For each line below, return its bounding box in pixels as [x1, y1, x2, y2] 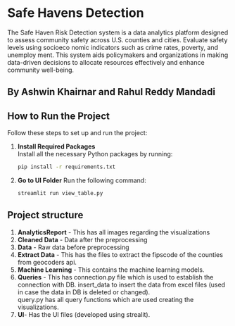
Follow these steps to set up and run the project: [7, 129, 148, 137]
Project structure [7, 209, 84, 221]
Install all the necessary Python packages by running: [17, 150, 173, 158]
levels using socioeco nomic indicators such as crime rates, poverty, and [7, 43, 219, 51]
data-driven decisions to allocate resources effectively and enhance [7, 58, 205, 66]
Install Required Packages [17, 142, 96, 151]
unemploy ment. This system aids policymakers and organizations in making [7, 51, 229, 59]
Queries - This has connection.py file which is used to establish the [17, 272, 214, 281]
